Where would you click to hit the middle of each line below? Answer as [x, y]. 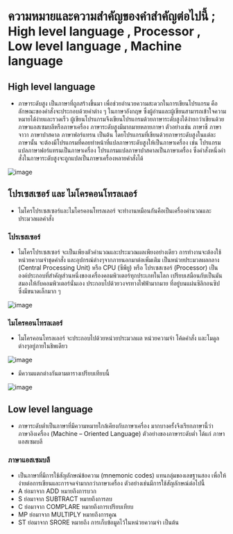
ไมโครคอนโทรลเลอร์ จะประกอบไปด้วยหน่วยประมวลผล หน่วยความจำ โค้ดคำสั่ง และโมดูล [119, 338]
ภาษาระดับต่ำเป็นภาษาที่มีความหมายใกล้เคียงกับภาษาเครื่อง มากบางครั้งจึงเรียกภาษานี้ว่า [115, 426]
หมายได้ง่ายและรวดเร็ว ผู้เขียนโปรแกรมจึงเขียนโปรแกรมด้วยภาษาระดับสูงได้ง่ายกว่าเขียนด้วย [121, 119]
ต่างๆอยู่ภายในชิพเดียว [43, 346]
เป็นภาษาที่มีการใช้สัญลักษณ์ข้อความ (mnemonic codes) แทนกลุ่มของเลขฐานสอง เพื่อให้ [122, 475]
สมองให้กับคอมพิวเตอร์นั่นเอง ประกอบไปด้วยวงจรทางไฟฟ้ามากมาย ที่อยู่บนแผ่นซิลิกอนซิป [119, 284]
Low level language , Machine [95, 46]
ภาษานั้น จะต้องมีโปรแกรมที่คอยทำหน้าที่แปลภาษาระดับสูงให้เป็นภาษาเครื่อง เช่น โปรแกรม [119, 143]
